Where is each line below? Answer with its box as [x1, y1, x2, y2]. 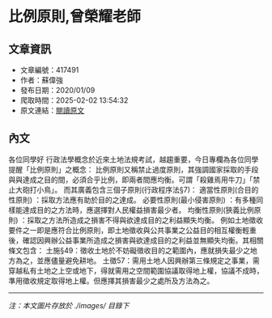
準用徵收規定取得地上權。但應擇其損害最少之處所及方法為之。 [8, 276, 215, 286]
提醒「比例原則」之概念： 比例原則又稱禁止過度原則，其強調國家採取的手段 [8, 164, 259, 174]
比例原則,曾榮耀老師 [8, 7, 142, 26]
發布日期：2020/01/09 [19, 86, 96, 95]
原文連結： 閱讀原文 [19, 106, 85, 115]
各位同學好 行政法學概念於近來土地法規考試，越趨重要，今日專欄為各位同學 [8, 155, 259, 164]
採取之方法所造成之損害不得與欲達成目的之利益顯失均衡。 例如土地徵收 [27, 215, 263, 225]
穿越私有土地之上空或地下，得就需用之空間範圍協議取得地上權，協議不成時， [8, 265, 264, 275]
